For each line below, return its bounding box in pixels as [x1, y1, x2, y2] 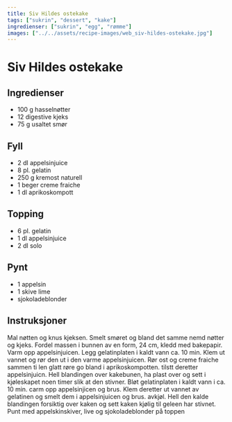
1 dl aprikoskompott [17, 188, 74, 196]
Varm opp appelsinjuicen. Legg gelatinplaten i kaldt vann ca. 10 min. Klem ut [7, 348, 226, 356]
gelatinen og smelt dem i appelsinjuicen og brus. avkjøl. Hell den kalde [7, 392, 209, 400]
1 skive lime [17, 287, 51, 296]
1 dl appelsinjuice [17, 234, 67, 242]
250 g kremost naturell [17, 174, 83, 182]
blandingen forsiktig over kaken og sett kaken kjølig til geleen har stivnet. [7, 400, 217, 408]
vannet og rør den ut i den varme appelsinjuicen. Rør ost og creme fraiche [7, 355, 219, 364]
